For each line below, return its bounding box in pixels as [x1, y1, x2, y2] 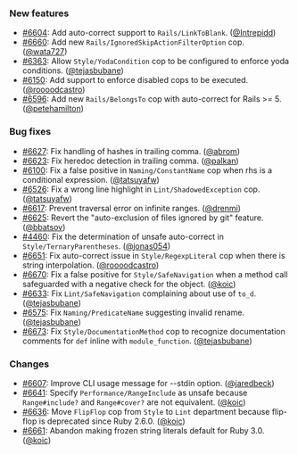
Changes [9, 358, 50, 370]
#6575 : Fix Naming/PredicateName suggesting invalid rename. [21, 307, 245, 318]
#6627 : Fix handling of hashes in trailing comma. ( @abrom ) [21, 145, 241, 156]
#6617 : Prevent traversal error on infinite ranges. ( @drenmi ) [21, 202, 241, 213]
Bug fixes [9, 126, 52, 138]
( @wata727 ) [21, 46, 68, 57]
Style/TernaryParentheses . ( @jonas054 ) [21, 240, 171, 252]
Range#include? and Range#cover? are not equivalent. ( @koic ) [21, 396, 246, 408]
